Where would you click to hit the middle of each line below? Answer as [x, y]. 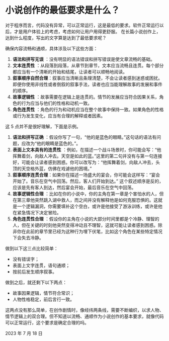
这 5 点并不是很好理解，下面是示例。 [43, 126]
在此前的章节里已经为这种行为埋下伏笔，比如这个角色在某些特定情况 [92, 231]
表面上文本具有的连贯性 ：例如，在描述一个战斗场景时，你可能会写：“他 [87, 149]
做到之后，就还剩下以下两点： [36, 282]
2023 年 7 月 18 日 [24, 333]
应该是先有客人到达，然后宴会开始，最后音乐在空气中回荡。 [74, 187]
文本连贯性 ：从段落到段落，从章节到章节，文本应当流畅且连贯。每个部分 [88, 65]
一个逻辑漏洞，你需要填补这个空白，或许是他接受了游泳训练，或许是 [88, 206]
